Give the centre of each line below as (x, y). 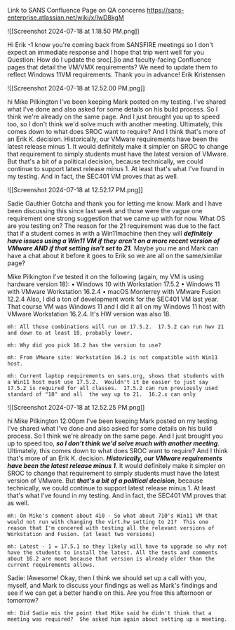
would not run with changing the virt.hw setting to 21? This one (108, 522)
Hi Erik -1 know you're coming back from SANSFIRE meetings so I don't (110, 45)
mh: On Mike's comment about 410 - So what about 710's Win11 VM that (113, 516)
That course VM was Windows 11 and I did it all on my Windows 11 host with (116, 307)
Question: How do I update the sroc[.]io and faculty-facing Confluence (109, 60)
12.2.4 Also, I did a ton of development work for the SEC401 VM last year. (113, 299)
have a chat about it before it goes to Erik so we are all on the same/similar (115, 256)
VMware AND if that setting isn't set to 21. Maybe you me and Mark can (113, 248)
